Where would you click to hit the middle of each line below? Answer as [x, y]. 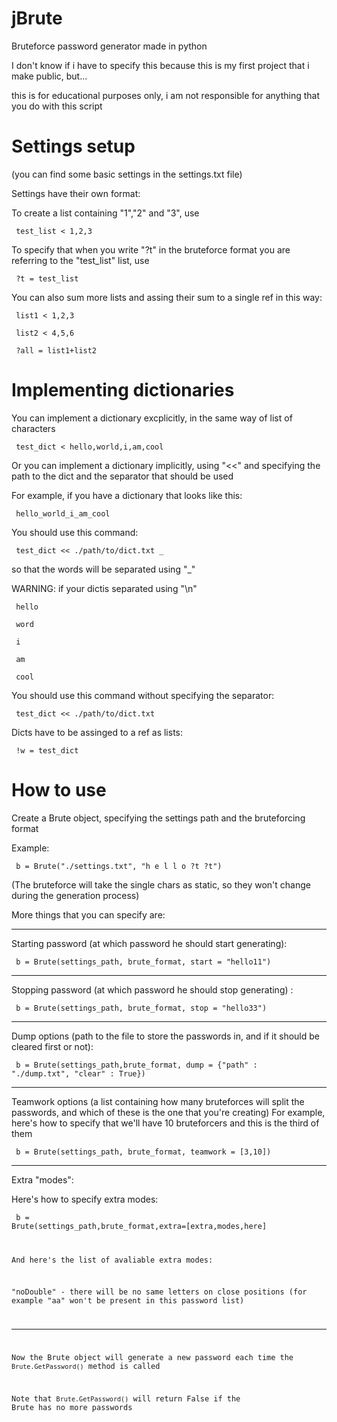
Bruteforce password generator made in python [109, 46]
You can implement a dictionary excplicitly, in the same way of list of [152, 418]
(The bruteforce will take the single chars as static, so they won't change [161, 884]
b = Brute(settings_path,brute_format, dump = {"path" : [136, 1065]
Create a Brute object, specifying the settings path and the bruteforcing [158, 818]
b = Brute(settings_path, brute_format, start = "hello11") [143, 962]
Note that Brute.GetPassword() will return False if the [126, 1398]
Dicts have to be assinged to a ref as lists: [97, 732]
